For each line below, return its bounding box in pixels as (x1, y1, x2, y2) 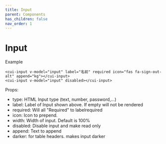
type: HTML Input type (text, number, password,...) (12, 96, 117, 102)
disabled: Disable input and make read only (12, 123, 101, 129)
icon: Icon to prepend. (12, 112, 58, 118)
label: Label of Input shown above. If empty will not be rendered (12, 102, 143, 108)
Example (5, 59, 23, 65)
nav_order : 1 (5, 21, 32, 26)
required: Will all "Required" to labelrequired (12, 107, 103, 113)
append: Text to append (12, 128, 62, 134)
